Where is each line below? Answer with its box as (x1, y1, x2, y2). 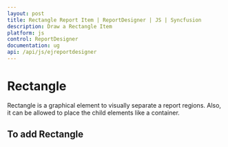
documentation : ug (7, 42, 60, 49)
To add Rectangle (7, 128, 84, 140)
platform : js (7, 29, 45, 37)
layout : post (7, 10, 45, 17)
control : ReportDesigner (7, 36, 79, 43)
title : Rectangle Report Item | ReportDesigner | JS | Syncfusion (7, 17, 202, 23)
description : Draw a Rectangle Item (7, 23, 112, 30)
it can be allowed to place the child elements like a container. (7, 108, 180, 117)
